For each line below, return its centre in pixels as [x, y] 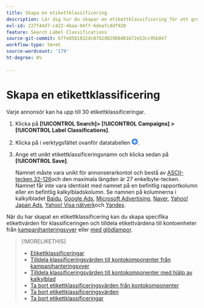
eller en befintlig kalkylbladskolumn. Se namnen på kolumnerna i [96, 192]
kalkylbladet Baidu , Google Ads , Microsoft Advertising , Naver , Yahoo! [101, 198]
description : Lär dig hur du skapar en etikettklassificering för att [97, 19]
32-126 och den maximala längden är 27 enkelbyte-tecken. [107, 179]
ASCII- [175, 173]
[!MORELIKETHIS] [43, 241]
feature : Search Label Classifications [57, 32]
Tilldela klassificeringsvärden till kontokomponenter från [100, 259]
